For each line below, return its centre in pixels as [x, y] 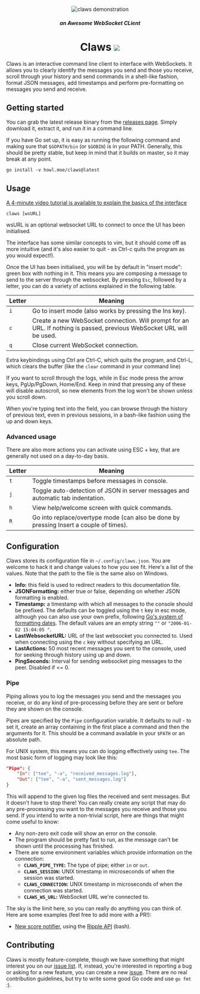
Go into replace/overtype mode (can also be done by [106, 518]
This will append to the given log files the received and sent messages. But [98, 796]
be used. [44, 336]
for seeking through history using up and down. [73, 655]
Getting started [35, 108]
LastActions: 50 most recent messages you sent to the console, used [100, 649]
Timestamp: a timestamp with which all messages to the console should [104, 604]
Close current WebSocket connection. [85, 345]
